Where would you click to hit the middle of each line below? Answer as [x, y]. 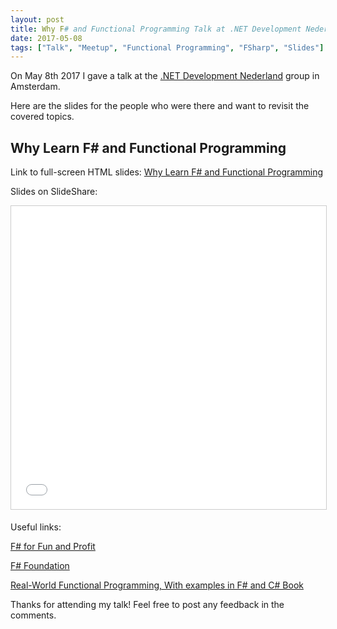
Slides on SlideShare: [54, 192]
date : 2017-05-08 [46, 38]
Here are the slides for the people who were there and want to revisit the [160, 106]
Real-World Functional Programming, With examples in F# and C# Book [157, 585]
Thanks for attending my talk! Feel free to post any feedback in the [147, 605]
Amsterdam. [35, 87]
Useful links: [36, 527]
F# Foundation [40, 566]
